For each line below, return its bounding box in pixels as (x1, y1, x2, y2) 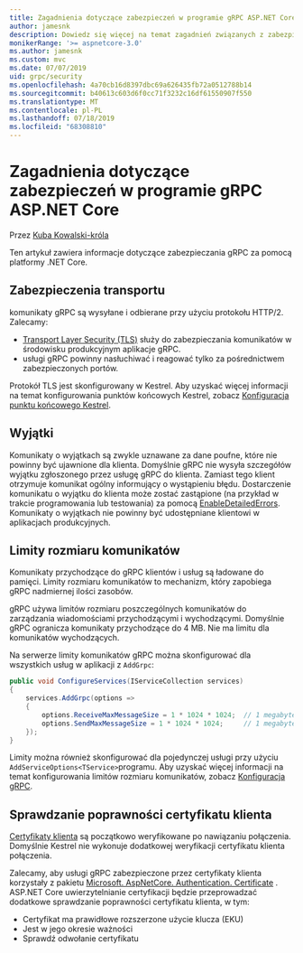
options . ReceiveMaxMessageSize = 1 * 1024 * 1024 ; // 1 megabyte (41, 710, 297, 719)
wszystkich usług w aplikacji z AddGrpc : (9, 659, 155, 670)
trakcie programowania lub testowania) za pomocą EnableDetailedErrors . (9, 498, 281, 509)
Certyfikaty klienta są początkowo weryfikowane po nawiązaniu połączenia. (9, 831, 291, 842)
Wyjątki (9, 425, 54, 441)
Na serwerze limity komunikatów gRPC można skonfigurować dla (9, 649, 252, 660)
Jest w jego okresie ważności (22, 923, 133, 935)
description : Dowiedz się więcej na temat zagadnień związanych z (9, 30, 264, 39)
